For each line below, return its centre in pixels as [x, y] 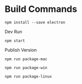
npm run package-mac [26, 59]
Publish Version [21, 50]
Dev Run [13, 31]
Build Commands [41, 9]
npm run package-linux [28, 76]
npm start [15, 41]
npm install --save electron [35, 22]
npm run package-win [26, 68]
